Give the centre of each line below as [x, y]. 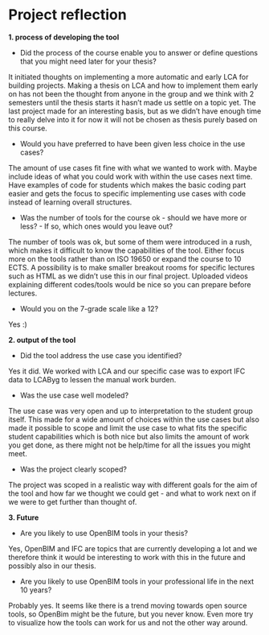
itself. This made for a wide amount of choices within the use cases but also [134, 419]
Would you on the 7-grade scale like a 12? [89, 308]
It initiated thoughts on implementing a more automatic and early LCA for [128, 76]
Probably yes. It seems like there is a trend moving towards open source [128, 605]
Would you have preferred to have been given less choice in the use [132, 143]
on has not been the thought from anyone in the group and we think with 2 [131, 93]
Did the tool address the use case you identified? [101, 355]
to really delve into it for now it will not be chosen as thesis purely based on [133, 119]
